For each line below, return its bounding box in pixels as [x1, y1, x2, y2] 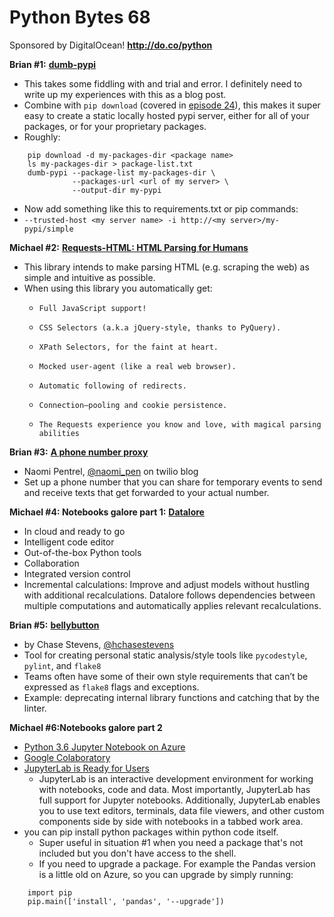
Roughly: [23, 131, 61, 143]
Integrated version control [23, 567, 131, 580]
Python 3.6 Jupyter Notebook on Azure [23, 741, 186, 753]
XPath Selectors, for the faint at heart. [38, 342, 219, 352]
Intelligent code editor [23, 536, 115, 548]
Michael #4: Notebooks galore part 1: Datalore [9, 506, 205, 518]
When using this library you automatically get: [23, 282, 213, 294]
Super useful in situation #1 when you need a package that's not [38, 836, 304, 848]
